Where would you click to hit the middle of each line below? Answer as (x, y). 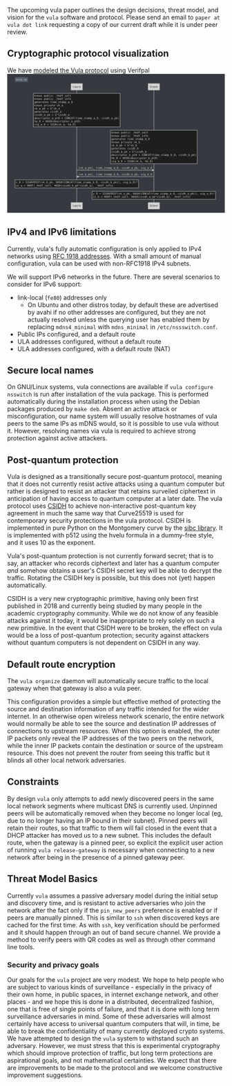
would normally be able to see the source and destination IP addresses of (112, 723)
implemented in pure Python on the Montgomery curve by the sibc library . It (115, 528)
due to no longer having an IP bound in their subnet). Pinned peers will (107, 820)
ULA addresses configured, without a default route (89, 342)
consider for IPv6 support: (45, 284)
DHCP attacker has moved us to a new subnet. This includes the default (109, 835)
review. (17, 32)
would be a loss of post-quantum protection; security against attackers (108, 635)
